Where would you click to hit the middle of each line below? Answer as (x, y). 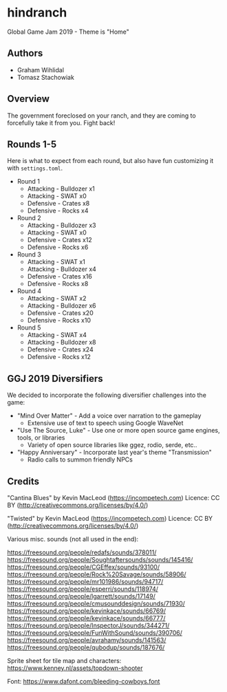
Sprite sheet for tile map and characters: (64, 661)
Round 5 (29, 327)
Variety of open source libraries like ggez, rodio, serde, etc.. (112, 445)
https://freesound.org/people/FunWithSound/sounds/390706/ (95, 633)
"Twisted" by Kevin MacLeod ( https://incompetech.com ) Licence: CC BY (110, 518)
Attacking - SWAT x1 (56, 262)
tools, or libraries (41, 437)
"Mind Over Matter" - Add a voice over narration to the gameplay (109, 416)
